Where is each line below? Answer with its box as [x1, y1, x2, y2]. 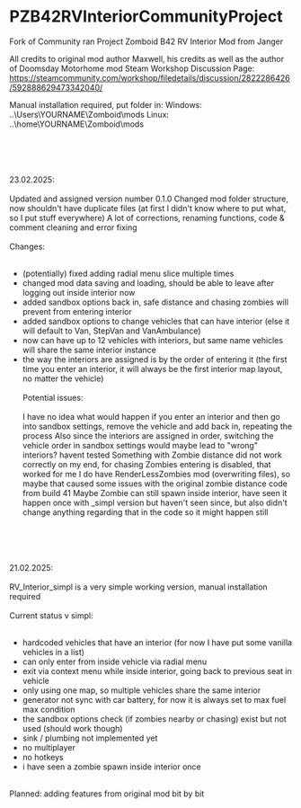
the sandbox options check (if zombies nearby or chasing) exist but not [22, 713, 288, 724]
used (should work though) [22, 723, 123, 733]
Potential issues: [22, 392, 84, 403]
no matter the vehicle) [22, 373, 104, 384]
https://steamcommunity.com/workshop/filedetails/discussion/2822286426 [9, 72, 290, 83]
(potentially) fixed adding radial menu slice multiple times [22, 268, 235, 279]
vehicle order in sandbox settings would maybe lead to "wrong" [22, 440, 259, 450]
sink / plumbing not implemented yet [22, 733, 158, 743]
